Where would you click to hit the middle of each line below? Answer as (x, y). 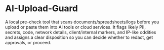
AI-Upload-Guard (41, 8)
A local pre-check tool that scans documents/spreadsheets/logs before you (82, 22)
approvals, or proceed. (28, 42)
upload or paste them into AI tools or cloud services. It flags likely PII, (76, 27)
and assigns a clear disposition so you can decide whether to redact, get (79, 37)
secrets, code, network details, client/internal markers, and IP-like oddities (81, 32)
